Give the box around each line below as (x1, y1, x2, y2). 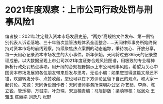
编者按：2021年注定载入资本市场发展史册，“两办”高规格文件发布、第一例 (5, 33, 150, 39)
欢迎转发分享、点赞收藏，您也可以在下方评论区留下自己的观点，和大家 (13, 75, 154, 81)
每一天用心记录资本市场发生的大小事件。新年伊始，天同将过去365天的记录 (5, 51, 153, 57)
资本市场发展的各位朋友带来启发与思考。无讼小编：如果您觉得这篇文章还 (9, 70, 154, 75)
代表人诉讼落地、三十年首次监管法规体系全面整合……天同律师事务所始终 (9, 39, 153, 45)
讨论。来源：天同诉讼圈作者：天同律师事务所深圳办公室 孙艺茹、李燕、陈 (9, 82, 155, 88)
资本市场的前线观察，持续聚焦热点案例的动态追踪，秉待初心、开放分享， (13, 45, 158, 51)
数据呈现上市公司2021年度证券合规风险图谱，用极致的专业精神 (30, 58, 155, 63)
